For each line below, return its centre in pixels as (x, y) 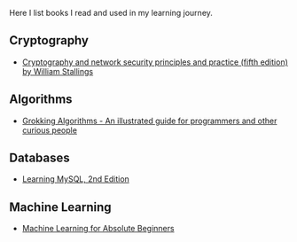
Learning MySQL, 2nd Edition (76, 179)
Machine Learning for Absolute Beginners (98, 229)
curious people (50, 130)
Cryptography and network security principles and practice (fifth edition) (155, 62)
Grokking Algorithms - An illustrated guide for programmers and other (149, 121)
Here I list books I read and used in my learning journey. (111, 13)
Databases (40, 158)
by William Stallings (58, 71)
